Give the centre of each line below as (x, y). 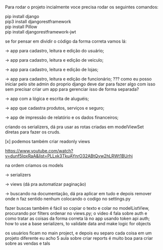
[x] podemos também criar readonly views (47, 141)
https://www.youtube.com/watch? (39, 151)
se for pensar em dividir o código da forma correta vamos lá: (66, 41)
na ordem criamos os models (34, 165)
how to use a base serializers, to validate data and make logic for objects (78, 224)
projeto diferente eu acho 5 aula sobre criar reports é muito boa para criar (79, 238)
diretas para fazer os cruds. (33, 132)
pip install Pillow (21, 27)
